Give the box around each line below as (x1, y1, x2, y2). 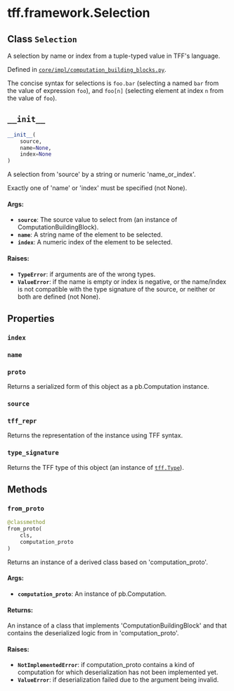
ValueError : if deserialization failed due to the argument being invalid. (17, 676, 219, 684)
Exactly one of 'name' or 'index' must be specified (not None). (7, 184, 188, 192)
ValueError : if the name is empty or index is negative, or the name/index (17, 277, 227, 286)
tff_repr (7, 417, 37, 425)
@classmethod (7, 519, 46, 526)
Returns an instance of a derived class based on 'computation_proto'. (7, 558, 209, 566)
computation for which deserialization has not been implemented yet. (17, 668, 219, 677)
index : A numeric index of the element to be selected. (17, 238, 173, 247)
